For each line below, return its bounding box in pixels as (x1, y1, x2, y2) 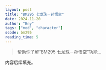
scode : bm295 (5, 30, 32, 35)
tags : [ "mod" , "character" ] (5, 26, 63, 31)
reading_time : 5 (5, 35, 38, 40)
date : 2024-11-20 (5, 16, 41, 21)
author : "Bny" (5, 21, 35, 26)
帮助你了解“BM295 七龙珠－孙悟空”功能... (17, 49, 102, 55)
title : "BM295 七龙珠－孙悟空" (5, 12, 64, 17)
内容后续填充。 (5, 59, 35, 65)
